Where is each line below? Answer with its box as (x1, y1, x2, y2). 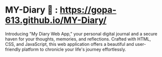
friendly (5, 46, 21, 52)
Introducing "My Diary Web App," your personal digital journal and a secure (5, 31, 158, 37)
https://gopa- (59, 4, 117, 16)
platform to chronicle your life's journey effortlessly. (22, 46, 126, 52)
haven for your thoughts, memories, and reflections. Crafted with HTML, (5, 36, 151, 42)
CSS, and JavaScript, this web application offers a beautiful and (5, 41, 134, 47)
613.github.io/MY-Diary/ (5, 15, 107, 26)
